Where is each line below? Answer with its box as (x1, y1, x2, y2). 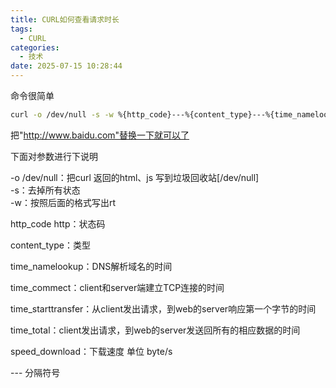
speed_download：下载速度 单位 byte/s (10, 345, 173, 357)
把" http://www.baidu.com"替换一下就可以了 (10, 129, 190, 141)
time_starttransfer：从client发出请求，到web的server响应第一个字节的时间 (10, 302, 317, 315)
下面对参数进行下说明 (10, 150, 98, 162)
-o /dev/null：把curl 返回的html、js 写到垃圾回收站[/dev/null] (10, 171, 260, 183)
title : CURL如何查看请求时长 (10, 14, 120, 25)
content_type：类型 (10, 239, 91, 251)
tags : (10, 24, 33, 34)
